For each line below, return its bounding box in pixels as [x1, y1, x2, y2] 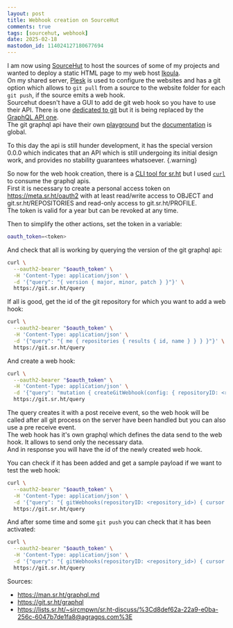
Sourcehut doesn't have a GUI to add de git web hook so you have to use [7, 99, 216, 106]
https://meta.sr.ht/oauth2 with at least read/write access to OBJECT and [7, 192, 214, 200]
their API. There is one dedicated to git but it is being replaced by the [7, 105, 204, 114]
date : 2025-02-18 [7, 36, 58, 43]
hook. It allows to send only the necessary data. [7, 438, 144, 446]
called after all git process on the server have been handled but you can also [7, 416, 226, 424]
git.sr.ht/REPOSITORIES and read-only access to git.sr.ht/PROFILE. [7, 199, 198, 207]
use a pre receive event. [7, 423, 76, 431]
